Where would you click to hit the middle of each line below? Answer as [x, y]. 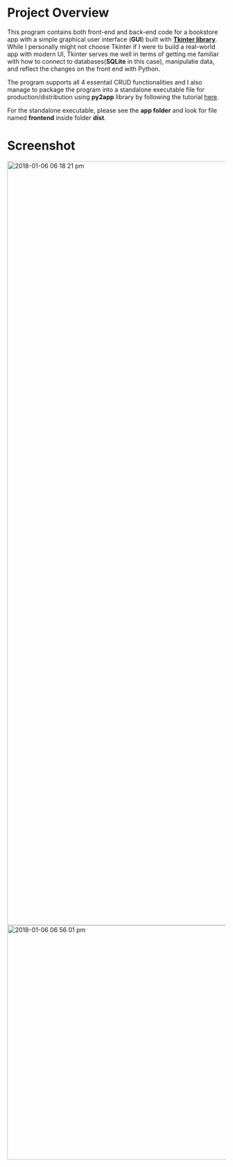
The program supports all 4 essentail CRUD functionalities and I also [105, 82]
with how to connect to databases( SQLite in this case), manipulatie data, [111, 61]
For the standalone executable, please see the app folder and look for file [112, 110]
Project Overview [58, 13]
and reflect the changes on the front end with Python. [84, 69]
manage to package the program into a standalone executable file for [106, 89]
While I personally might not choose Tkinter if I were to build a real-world [111, 46]
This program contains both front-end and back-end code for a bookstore [113, 32]
